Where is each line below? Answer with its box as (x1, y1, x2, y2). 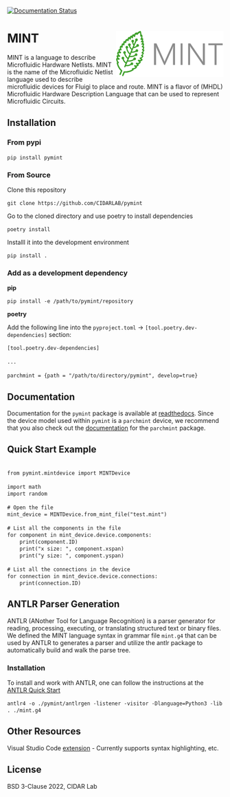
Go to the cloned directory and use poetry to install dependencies (7, 212, 194, 220)
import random (7, 490, 48, 497)
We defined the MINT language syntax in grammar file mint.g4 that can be (7, 631, 218, 640)
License (7, 764, 42, 776)
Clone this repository (7, 186, 67, 194)
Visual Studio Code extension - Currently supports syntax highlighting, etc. (7, 743, 219, 752)
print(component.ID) (19, 538, 78, 545)
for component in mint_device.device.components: (7, 532, 152, 538)
